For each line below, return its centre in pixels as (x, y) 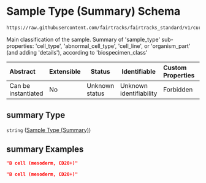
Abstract (22, 71)
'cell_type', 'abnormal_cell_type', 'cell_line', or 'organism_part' (113, 46)
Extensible (65, 71)
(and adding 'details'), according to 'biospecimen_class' (77, 52)
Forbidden (178, 89)
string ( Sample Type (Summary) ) (49, 130)
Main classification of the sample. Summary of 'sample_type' (83, 39)
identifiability (139, 93)
